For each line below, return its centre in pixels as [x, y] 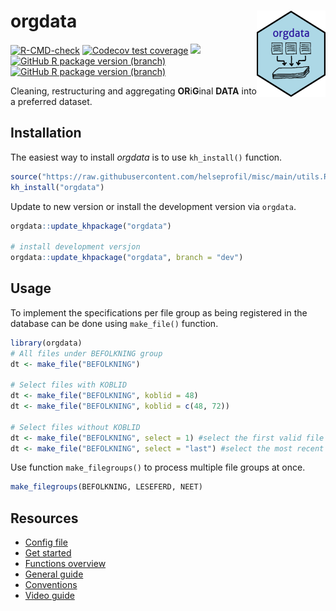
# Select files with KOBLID [69, 385]
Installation [46, 133]
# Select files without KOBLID [75, 427]
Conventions [51, 585]
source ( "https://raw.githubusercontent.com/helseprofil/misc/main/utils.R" [171, 176]
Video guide [49, 596]
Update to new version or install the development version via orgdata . [153, 206]
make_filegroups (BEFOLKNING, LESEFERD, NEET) [106, 487]
